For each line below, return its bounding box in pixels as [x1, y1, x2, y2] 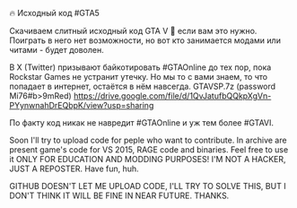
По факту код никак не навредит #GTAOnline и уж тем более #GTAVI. [9, 117, 275, 128]
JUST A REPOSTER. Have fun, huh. [9, 163, 139, 174]
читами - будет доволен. [9, 45, 105, 55]
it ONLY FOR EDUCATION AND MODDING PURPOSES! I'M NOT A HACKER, [9, 154, 286, 164]
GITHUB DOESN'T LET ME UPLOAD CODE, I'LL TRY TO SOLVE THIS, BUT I [9, 181, 286, 191]
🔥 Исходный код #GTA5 [9, 8, 100, 18]
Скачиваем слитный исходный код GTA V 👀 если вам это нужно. [9, 26, 258, 36]
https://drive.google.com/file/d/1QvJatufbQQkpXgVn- [73, 91, 272, 101]
